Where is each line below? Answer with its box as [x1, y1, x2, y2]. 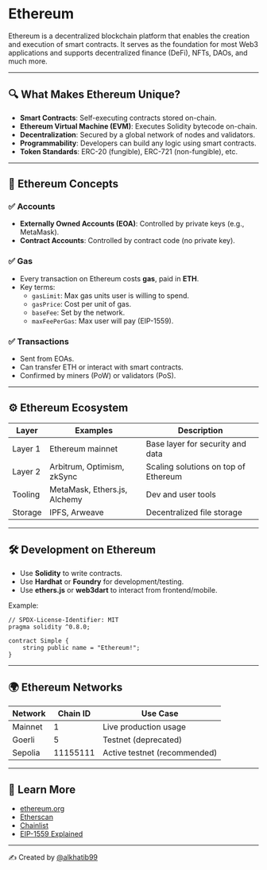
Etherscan [19, 812, 54, 822]
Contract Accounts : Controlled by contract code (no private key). [19, 236, 236, 246]
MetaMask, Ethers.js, [49, 484, 128, 495]
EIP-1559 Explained [19, 829, 83, 839]
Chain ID [57, 708, 91, 719]
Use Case [141, 708, 179, 719]
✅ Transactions [8, 335, 69, 346]
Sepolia [12, 748, 41, 759]
